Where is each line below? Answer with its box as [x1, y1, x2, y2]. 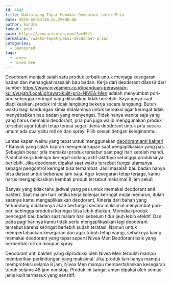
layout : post [5, 27, 33, 32]
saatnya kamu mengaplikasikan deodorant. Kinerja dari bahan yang [5, 197, 147, 203]
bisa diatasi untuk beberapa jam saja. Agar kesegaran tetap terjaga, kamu [5, 171, 160, 177]
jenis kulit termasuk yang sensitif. [5, 272, 76, 278]
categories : [5, 41, 31, 46]
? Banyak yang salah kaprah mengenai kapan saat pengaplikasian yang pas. [5, 144, 165, 150]
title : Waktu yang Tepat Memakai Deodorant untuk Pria [5, 12, 125, 17]
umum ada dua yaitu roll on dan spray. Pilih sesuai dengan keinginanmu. [5, 128, 157, 135]
